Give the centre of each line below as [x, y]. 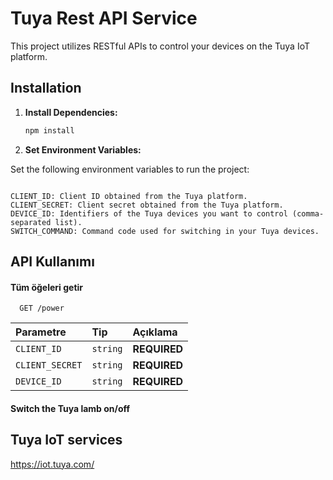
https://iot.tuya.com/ [52, 464]
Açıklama [155, 332]
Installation [46, 88]
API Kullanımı [52, 262]
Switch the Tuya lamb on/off [70, 408]
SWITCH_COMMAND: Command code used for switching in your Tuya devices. [165, 231]
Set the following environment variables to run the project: [130, 169]
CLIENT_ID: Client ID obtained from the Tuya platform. [129, 196]
